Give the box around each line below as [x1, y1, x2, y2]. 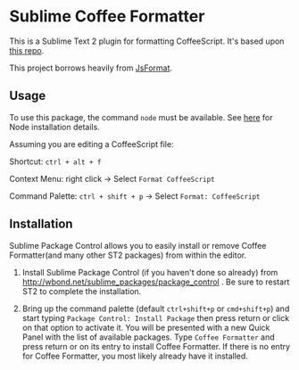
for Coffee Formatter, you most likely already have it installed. [21, 350, 248, 361]
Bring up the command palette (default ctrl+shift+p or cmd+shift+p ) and [21, 303, 290, 314]
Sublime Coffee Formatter [9, 6, 205, 27]
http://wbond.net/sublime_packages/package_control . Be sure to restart [21, 276, 290, 287]
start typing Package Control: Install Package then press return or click [21, 312, 290, 323]
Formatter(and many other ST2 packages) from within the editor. [9, 250, 247, 260]
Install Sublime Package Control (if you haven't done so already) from [21, 267, 278, 277]
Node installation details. [9, 121, 100, 132]
